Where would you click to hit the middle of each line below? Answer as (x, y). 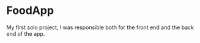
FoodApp (30, 11)
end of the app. (26, 33)
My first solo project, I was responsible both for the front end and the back (100, 27)
